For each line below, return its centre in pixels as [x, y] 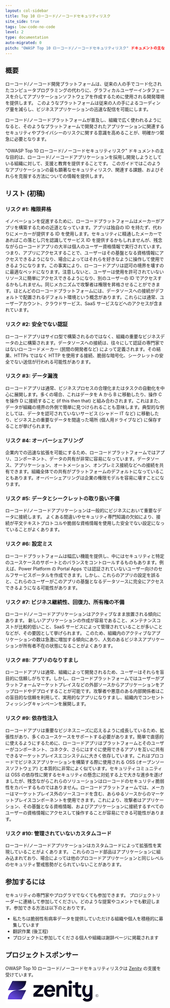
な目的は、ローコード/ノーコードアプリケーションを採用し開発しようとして [83, 157]
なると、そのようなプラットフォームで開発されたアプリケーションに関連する [85, 126]
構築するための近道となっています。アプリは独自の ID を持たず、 [86, 228]
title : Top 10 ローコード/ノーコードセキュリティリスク [58, 16]
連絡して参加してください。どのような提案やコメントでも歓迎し [89, 901]
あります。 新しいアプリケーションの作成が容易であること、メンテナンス [81, 621]
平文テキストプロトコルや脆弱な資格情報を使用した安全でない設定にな [87, 523]
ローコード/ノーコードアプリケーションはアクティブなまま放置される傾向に [83, 614]
